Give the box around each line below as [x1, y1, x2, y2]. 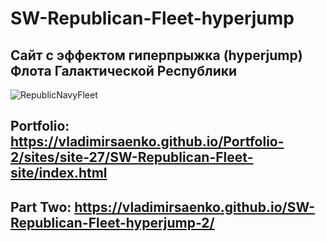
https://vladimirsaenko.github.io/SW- [74, 198, 316, 216]
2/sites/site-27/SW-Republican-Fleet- [10, 149, 254, 166]
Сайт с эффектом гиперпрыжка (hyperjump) [10, 47, 303, 64]
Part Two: [10, 198, 72, 216]
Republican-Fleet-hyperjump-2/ [10, 214, 215, 231]
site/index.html [10, 165, 108, 182]
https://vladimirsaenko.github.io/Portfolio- [10, 133, 285, 151]
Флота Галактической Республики [10, 62, 238, 79]
